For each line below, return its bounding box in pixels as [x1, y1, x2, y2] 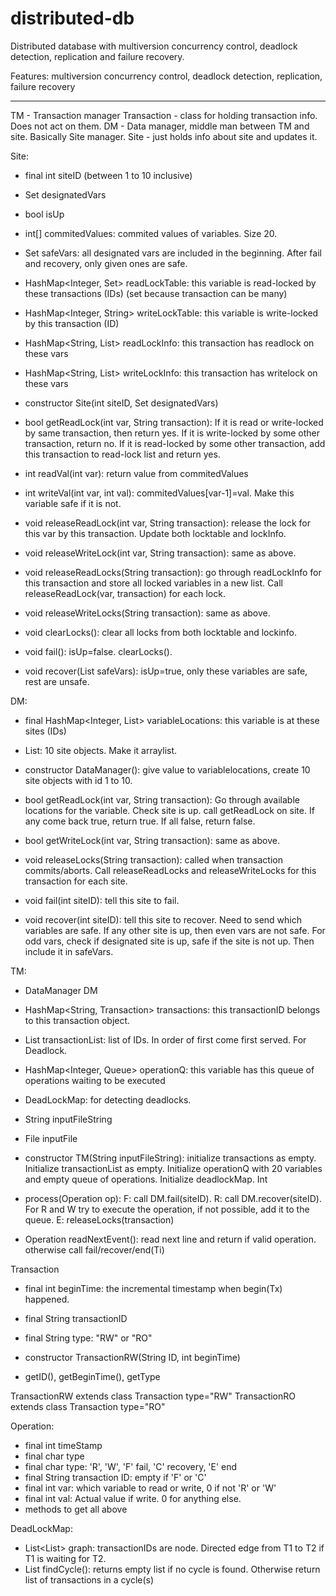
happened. [24, 1293, 70, 1305]
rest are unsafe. [24, 675, 90, 687]
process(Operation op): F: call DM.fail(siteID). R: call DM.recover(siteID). [24, 1192, 322, 1204]
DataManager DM [24, 984, 98, 996]
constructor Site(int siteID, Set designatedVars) [24, 397, 219, 409]
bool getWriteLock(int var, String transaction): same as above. [24, 834, 280, 846]
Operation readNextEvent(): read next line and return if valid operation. [24, 1233, 317, 1245]
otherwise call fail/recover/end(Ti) [24, 1243, 165, 1256]
